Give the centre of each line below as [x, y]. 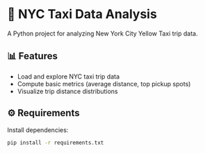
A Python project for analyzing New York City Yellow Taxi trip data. [102, 33]
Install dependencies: [38, 130]
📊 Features [32, 56]
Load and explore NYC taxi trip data [68, 76]
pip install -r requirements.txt [56, 143]
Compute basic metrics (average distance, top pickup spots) [104, 83]
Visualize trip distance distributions [67, 91]
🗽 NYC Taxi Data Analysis [82, 14]
